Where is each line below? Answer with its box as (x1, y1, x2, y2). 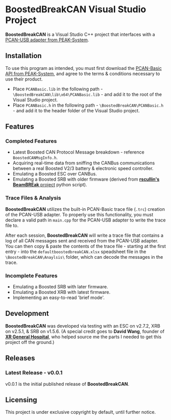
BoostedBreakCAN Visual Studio (5, 4, 146, 15)
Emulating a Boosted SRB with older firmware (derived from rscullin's (12, 176, 160, 182)
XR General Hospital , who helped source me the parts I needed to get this (5, 333, 162, 340)
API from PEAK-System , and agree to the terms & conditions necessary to (5, 70, 160, 77)
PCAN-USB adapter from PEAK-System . (5, 37, 89, 43)
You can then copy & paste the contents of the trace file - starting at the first (5, 243, 166, 249)
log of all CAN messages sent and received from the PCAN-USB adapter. (5, 237, 159, 243)
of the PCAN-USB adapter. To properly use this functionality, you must (5, 211, 154, 217)
